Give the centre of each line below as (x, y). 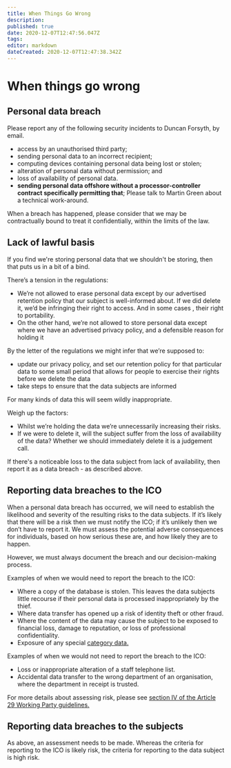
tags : (15, 39)
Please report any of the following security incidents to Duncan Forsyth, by (113, 128)
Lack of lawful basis (51, 243)
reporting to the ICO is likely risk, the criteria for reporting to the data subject (116, 750)
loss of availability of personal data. (68, 178)
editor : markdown (32, 46)
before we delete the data (54, 378)
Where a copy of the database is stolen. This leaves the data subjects (116, 591)
